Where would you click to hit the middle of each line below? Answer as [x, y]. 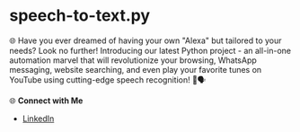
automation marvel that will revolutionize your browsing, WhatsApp [133, 60]
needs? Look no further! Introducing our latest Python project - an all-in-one [150, 50]
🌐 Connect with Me [46, 101]
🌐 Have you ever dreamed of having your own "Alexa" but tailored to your [146, 40]
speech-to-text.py [80, 16]
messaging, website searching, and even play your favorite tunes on [136, 69]
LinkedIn [38, 119]
